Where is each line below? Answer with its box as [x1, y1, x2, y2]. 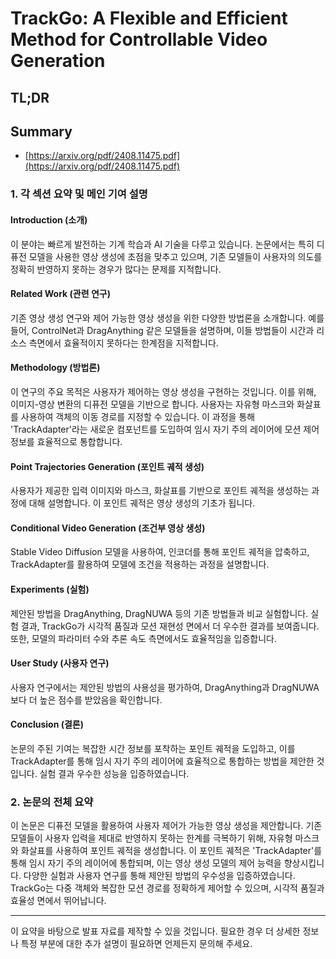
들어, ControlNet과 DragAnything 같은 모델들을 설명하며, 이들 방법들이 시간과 [10, 324, 315, 336]
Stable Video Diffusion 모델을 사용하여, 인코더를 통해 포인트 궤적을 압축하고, [10, 546, 310, 558]
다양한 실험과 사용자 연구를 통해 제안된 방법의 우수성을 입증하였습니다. [23, 870, 296, 882]
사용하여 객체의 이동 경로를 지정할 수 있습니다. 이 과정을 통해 [20, 410, 256, 422]
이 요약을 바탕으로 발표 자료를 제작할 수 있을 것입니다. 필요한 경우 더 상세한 [10, 925, 301, 937]
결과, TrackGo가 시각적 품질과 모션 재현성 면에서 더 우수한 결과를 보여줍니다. [20, 620, 320, 632]
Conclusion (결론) [10, 718, 84, 731]
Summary [10, 123, 73, 140]
